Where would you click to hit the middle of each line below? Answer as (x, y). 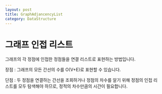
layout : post (19, 10)
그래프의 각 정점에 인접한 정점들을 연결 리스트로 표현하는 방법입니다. (70, 59)
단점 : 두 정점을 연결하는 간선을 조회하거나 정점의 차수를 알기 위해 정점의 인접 (79, 80)
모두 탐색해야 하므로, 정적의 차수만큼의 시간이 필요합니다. (73, 86)
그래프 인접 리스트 (39, 45)
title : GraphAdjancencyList (34, 14)
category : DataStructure (31, 19)
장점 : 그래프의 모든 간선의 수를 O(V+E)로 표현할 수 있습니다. (63, 70)
